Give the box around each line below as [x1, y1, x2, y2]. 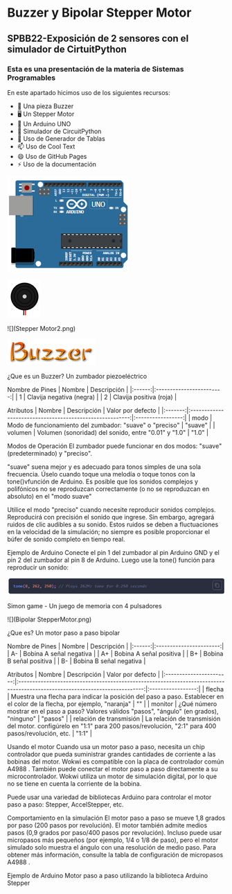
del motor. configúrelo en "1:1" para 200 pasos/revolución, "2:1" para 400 [7, 722, 217, 730]
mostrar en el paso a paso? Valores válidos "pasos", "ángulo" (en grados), [7, 707, 219, 716]
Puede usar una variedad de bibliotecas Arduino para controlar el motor [7, 793, 212, 802]
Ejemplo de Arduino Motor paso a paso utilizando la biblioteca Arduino [7, 872, 208, 880]
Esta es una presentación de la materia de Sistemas [7, 64, 184, 74]
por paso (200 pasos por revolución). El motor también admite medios [7, 821, 208, 829]
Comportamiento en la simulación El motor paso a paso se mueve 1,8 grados [7, 814, 226, 823]
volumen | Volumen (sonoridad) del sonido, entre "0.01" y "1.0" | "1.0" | [7, 428, 209, 436]
